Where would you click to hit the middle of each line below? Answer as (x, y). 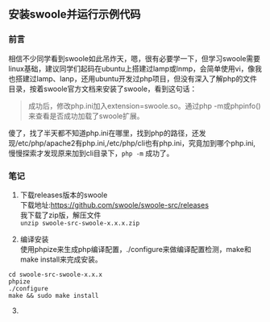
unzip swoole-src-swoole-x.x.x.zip (80, 223)
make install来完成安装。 (61, 259)
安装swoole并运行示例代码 (75, 14)
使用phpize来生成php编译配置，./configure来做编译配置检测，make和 (135, 249)
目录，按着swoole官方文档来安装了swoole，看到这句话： (103, 89)
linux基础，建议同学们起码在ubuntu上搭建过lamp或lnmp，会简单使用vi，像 (132, 68)
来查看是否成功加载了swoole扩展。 (86, 116)
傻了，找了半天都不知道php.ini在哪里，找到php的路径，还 (104, 133)
